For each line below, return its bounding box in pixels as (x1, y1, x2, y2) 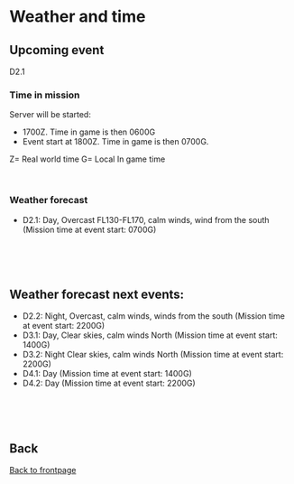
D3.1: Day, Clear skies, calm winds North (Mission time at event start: (22, 330, 278, 340)
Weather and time (9, 6, 146, 27)
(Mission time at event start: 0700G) (22, 224, 157, 235)
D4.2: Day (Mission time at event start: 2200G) (22, 377, 196, 389)
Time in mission (9, 88, 80, 101)
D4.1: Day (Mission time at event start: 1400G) (22, 368, 192, 379)
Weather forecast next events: (9, 286, 185, 302)
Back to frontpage (9, 465, 77, 476)
